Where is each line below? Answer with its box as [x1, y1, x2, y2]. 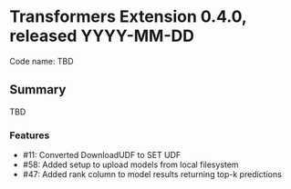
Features [9, 129, 50, 142]
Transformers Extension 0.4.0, [9, 6, 247, 27]
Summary [9, 82, 67, 97]
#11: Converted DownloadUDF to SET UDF [22, 150, 182, 161]
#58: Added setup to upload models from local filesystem [22, 159, 239, 170]
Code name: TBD [9, 55, 75, 66]
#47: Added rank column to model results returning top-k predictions [22, 169, 283, 180]
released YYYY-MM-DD [9, 25, 194, 46]
